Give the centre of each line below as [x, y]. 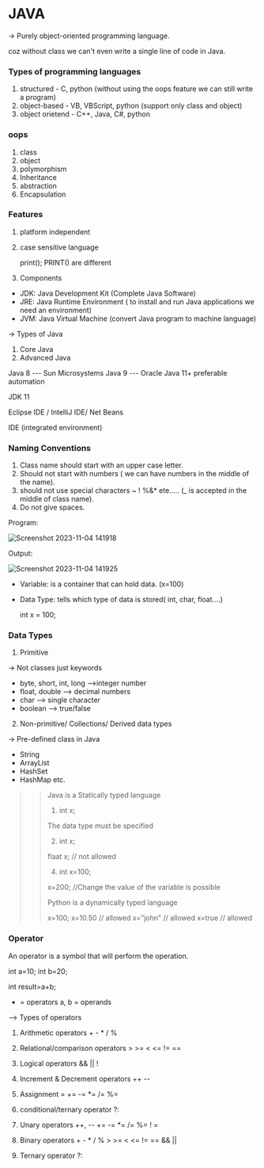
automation [26, 381]
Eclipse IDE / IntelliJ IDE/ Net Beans [66, 412]
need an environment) [56, 310]
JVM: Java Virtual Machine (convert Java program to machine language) [138, 319]
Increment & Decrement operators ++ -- [85, 1078]
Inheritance [38, 177]
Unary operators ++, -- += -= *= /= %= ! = [89, 1124]
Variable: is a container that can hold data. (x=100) [102, 584]
